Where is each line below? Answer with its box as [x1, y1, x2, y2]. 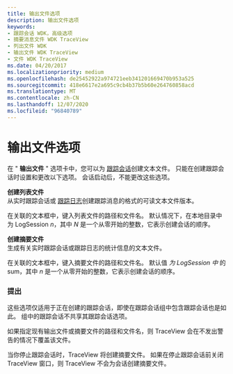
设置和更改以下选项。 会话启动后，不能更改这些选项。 [19, 172, 174, 181]
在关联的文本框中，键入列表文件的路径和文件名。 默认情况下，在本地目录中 [7, 211, 223, 220]
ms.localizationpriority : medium [7, 68, 104, 75]
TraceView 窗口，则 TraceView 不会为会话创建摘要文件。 [7, 359, 170, 367]
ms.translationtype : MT [7, 88, 77, 95]
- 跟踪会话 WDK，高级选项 [7, 29, 73, 37]
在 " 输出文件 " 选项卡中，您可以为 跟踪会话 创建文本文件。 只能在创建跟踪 [7, 164, 218, 172]
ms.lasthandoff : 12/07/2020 [7, 101, 89, 108]
